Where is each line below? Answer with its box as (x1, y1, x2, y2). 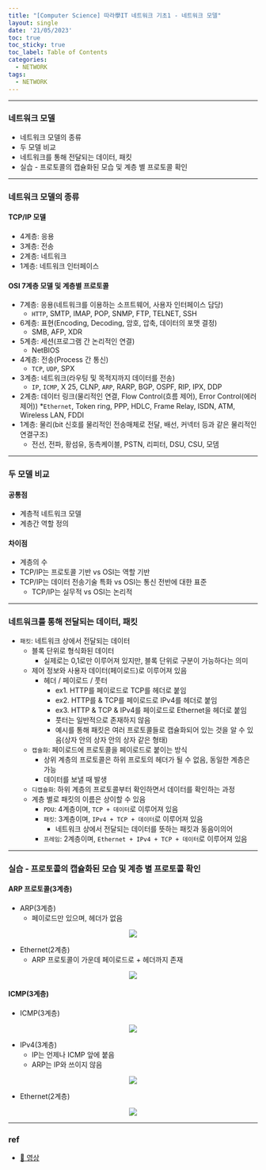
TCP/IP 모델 (8, 212, 46, 222)
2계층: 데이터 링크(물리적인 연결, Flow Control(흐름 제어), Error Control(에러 (19, 391, 257, 401)
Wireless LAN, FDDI (19, 410, 85, 420)
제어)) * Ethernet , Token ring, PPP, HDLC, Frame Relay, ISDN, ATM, (19, 402, 236, 411)
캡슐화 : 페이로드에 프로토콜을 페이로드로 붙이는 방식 (31, 745, 188, 754)
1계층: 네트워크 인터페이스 (19, 261, 100, 270)
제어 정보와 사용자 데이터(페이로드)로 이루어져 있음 (31, 665, 188, 675)
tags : (8, 71, 26, 78)
